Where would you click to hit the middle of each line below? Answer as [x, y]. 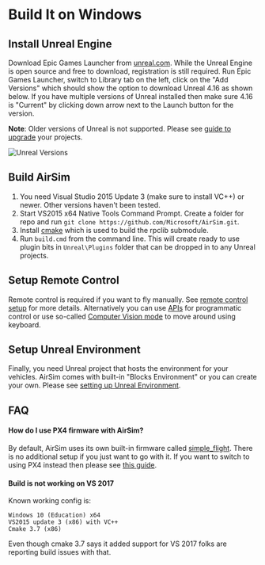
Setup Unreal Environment [74, 350]
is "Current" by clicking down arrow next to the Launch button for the [121, 105]
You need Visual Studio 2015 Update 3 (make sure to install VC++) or [132, 197]
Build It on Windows [75, 15]
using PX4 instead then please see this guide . [83, 465]
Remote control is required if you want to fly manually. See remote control [128, 300]
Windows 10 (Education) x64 [55, 515]
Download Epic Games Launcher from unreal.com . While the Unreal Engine [131, 63]
